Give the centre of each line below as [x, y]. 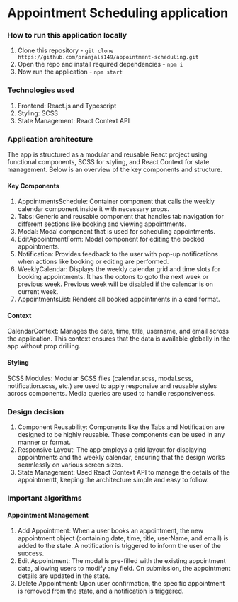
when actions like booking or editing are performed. [93, 262]
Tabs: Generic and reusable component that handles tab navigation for [121, 217]
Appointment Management [48, 515]
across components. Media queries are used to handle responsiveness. [112, 393]
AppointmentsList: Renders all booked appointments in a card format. [119, 300]
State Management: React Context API [73, 120]
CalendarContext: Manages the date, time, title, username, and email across [118, 331]
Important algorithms [45, 498]
